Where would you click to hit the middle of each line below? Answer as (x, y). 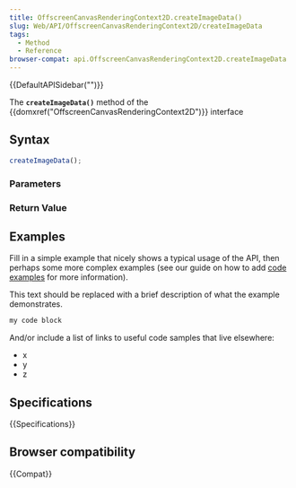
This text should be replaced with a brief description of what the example (144, 295)
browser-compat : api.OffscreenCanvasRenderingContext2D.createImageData (148, 59)
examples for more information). (69, 277)
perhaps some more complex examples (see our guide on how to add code (148, 268)
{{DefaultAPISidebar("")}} (57, 85)
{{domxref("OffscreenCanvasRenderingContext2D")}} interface (126, 112)
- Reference (40, 51)
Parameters (35, 183)
